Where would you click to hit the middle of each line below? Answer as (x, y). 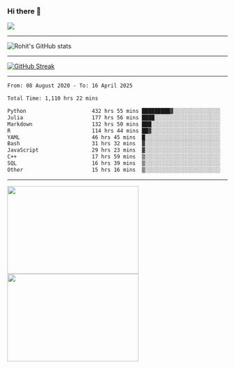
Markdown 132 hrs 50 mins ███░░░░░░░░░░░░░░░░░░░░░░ (114, 124)
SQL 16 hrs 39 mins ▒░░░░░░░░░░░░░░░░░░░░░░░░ (114, 163)
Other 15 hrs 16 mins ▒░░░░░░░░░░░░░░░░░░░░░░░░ (114, 170)
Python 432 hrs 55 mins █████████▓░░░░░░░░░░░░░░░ (114, 112)
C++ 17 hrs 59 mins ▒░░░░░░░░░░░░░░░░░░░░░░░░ (114, 157)
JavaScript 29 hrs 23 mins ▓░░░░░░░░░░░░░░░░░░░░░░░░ (114, 150)
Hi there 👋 (24, 11)
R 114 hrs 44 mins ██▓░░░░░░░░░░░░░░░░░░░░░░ (114, 130)
